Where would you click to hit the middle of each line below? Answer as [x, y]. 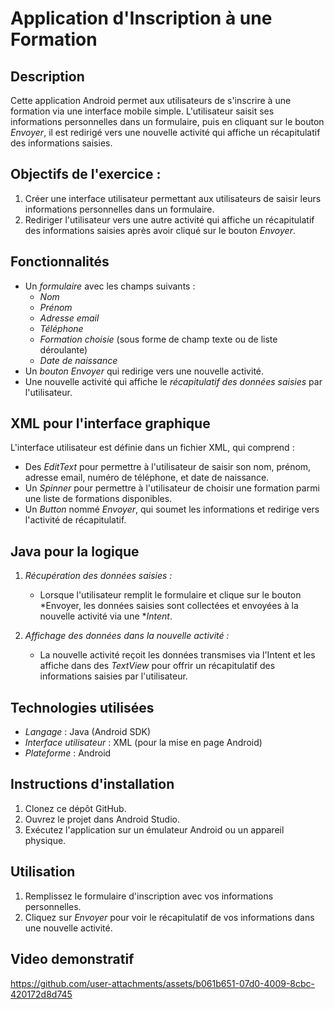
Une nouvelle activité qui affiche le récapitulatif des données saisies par [173, 381]
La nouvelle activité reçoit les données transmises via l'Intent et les [177, 655]
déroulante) [63, 349]
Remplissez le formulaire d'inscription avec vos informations [149, 896]
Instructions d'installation [92, 784]
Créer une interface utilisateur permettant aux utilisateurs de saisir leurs [173, 198]
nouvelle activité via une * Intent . [106, 616]
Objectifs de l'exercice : [86, 174]
